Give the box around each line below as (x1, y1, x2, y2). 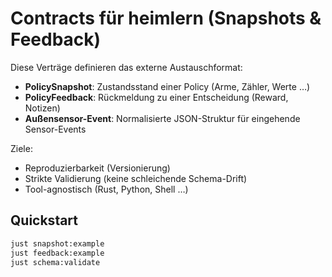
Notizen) (24, 102, 61, 114)
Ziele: (10, 142, 33, 154)
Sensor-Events (24, 123, 87, 135)
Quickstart (10, 212, 79, 229)
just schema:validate (10, 257, 101, 267)
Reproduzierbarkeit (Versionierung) (24, 162, 171, 174)
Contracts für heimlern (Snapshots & (10, 7, 322, 30)
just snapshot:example (10, 238, 105, 249)
